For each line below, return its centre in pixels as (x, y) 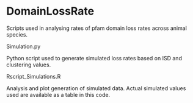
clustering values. (29, 65)
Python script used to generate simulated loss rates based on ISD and (94, 58)
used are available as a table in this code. (58, 94)
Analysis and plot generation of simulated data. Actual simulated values (96, 88)
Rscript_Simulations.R (34, 76)
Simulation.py (24, 46)
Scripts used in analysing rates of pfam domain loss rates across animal (97, 28)
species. (17, 34)
